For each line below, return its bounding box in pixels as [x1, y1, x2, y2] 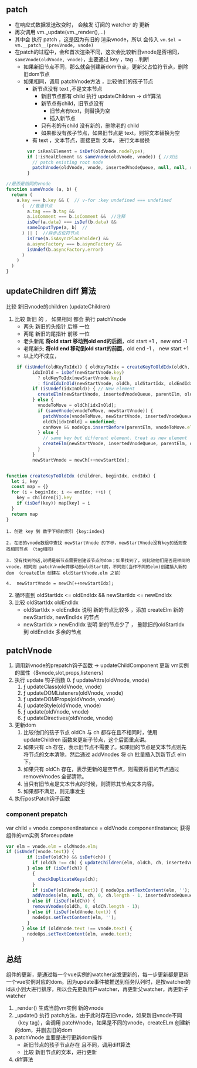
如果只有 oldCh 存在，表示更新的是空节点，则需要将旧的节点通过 [23, 765, 180, 773]
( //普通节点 [21, 203, 53, 208]
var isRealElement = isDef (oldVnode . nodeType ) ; [27, 148, 145, 154]
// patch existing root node [32, 159, 104, 165]
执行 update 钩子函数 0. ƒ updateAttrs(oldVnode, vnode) [14, 676, 150, 684]
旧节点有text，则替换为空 [49, 107, 110, 114]
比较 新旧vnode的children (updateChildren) [6, 303, 110, 310]
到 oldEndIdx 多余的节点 [23, 628, 82, 635]
